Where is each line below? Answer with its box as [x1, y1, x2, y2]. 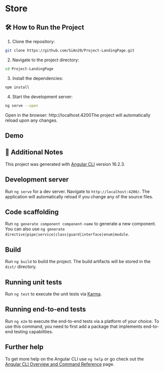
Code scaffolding [5, 208, 59, 216]
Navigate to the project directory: [12, 57, 79, 63]
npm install [5, 84, 29, 90]
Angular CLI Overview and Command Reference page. [5, 361, 115, 367]
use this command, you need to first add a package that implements [5, 323, 142, 329]
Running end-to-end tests [5, 305, 86, 314]
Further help [5, 343, 44, 351]
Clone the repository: [12, 39, 55, 44]
